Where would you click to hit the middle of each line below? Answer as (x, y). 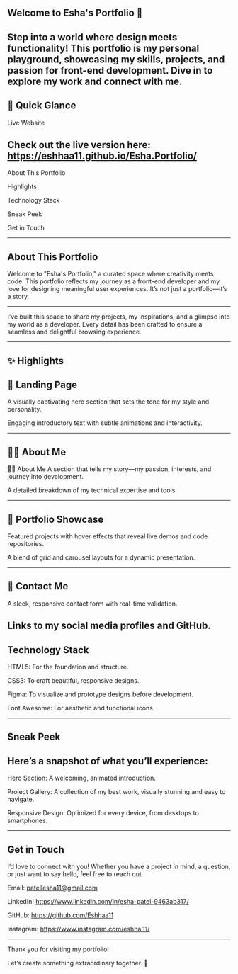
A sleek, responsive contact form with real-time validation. (92, 604)
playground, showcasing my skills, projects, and (116, 59)
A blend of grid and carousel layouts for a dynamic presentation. (101, 557)
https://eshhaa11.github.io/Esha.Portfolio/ (102, 155)
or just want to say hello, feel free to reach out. (75, 874)
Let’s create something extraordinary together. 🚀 (78, 963)
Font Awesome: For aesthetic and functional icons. (81, 708)
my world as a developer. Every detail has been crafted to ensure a (105, 324)
